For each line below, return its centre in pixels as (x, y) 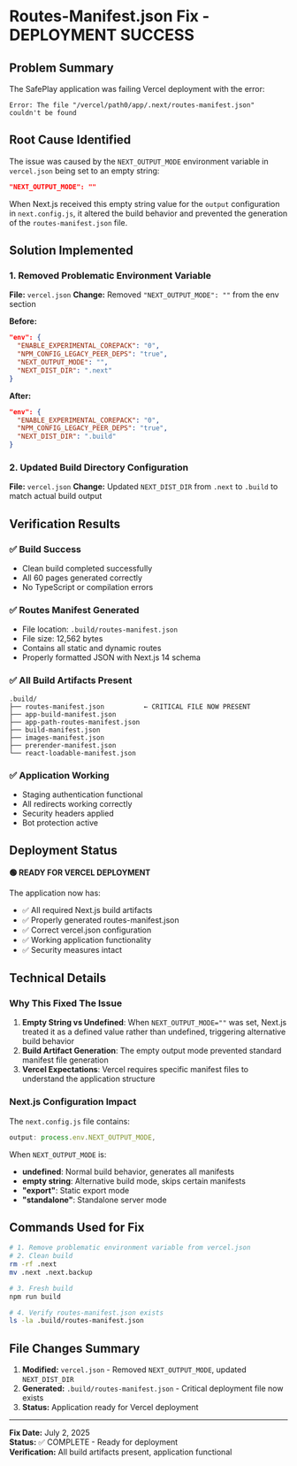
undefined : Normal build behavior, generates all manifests (128, 1171)
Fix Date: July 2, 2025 (49, 1433)
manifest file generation (65, 1060)
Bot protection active (60, 822)
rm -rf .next (33, 1264)
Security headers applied (68, 813)
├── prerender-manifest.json (63, 745)
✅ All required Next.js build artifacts (87, 910)
